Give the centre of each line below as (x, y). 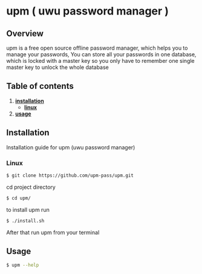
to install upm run (28, 209)
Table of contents (40, 86)
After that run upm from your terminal (53, 232)
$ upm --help (23, 265)
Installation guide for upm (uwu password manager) (71, 147)
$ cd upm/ (19, 198)
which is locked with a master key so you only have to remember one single (100, 61)
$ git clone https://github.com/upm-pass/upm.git (70, 175)
